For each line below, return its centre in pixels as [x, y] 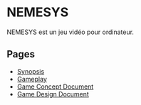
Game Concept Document [55, 87]
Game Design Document [53, 94]
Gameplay [32, 79]
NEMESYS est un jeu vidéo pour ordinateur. [70, 32]
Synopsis [31, 71]
